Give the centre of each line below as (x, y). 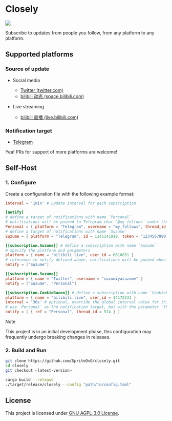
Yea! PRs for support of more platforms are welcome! (61, 151)
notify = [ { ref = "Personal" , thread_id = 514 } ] (63, 312)
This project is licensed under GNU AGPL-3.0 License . (62, 413)
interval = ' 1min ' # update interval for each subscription (71, 203)
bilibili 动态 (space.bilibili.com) (52, 96)
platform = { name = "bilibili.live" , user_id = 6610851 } (70, 255)
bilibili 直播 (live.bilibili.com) (49, 117)
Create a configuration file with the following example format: (70, 194)
